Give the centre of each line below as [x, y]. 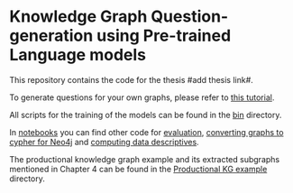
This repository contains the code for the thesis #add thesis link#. [132, 79]
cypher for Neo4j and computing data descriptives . [105, 142]
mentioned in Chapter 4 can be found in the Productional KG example [138, 169]
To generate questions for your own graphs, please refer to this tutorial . [142, 97]
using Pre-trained [164, 36]
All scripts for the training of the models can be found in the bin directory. [146, 115]
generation [51, 36]
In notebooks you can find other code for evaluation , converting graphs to [146, 132]
